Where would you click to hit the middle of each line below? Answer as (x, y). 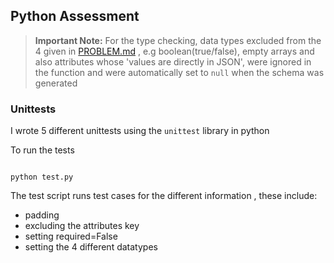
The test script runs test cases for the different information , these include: (164, 196)
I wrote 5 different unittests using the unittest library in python (140, 131)
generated (56, 83)
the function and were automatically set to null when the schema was (179, 72)
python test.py (42, 177)
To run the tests (42, 150)
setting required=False (71, 236)
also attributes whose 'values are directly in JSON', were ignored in (173, 61)
